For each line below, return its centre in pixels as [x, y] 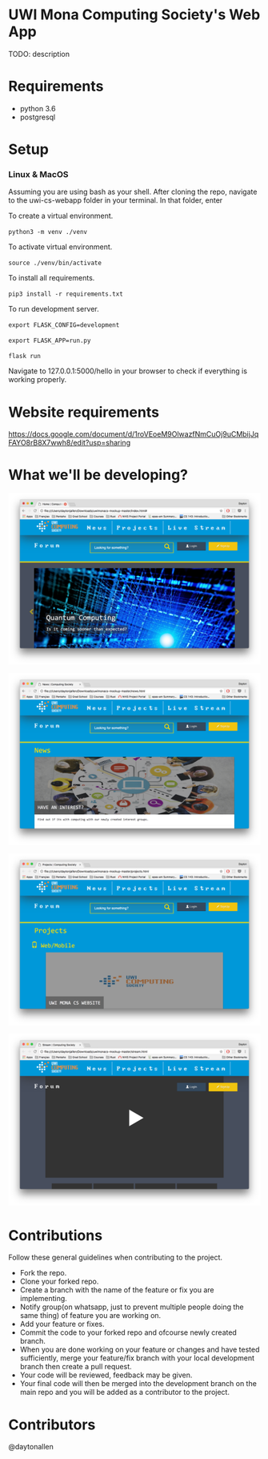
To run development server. [54, 309]
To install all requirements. [52, 278]
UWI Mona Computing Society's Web [134, 15]
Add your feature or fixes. [62, 1324]
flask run [25, 357]
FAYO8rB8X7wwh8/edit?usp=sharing [69, 443]
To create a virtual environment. [61, 216]
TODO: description [39, 54]
